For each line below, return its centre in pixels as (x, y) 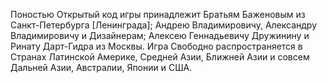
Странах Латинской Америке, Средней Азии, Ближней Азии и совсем (160, 57)
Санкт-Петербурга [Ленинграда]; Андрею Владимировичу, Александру (164, 25)
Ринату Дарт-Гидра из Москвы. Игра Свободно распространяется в (156, 46)
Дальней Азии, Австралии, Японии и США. (101, 67)
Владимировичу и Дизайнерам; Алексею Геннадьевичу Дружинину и (160, 35)
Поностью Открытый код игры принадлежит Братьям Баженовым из (158, 14)
